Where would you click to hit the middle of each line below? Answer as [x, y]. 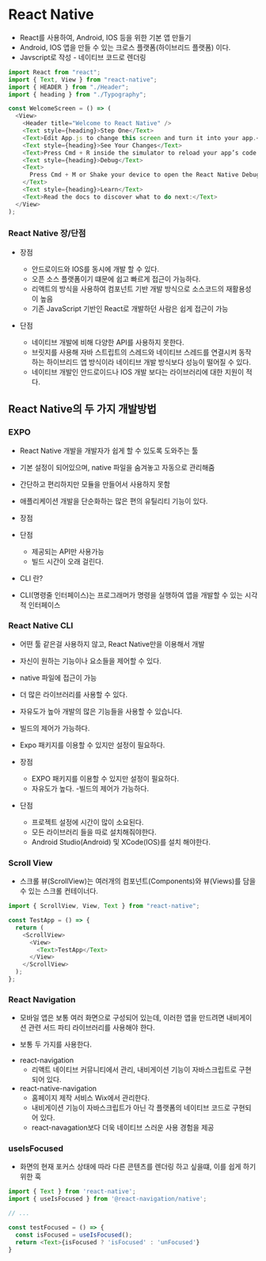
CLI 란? [31, 578]
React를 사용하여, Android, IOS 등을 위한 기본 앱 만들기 [105, 37]
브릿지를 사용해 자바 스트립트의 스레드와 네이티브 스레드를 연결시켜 [134, 352]
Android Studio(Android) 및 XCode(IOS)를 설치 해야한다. [121, 841]
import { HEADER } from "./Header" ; [68, 87]
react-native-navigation [58, 1088]
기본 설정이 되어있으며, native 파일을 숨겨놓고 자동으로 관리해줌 [117, 467]
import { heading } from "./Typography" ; [78, 94]
